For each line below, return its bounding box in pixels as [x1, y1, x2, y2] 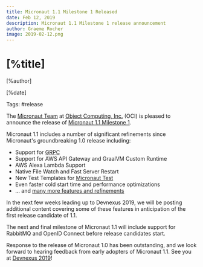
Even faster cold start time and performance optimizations [14, 181, 160, 188]
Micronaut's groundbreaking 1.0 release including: [6, 137, 131, 144]
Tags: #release [6, 101, 43, 108]
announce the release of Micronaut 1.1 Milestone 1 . [6, 119, 132, 126]
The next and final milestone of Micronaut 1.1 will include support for [6, 224, 176, 231]
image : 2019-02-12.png [6, 31, 63, 37]
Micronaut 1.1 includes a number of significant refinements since [6, 130, 166, 138]
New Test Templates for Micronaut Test [14, 175, 114, 182]
